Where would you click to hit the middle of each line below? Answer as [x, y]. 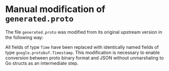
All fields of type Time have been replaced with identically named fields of [82, 47]
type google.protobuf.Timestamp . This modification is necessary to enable [82, 52]
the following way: [24, 37]
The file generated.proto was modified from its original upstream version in [84, 32]
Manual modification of [55, 9]
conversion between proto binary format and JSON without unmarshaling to [84, 58]
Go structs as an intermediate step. [42, 63]
